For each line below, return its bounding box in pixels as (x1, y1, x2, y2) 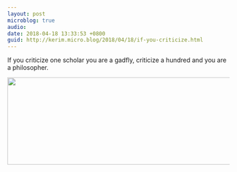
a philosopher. (7, 63, 49, 72)
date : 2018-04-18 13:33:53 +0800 (7, 30, 106, 37)
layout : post (7, 10, 46, 18)
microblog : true (7, 17, 55, 24)
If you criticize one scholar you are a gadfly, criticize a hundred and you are (7, 56, 227, 64)
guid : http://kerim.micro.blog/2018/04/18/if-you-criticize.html (7, 37, 203, 44)
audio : (7, 23, 27, 30)
